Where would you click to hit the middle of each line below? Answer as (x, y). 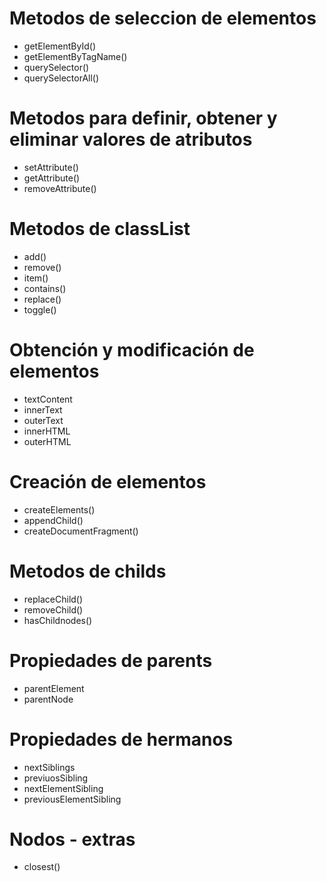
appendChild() (53, 520)
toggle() (40, 309)
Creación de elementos (108, 481)
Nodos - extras (72, 839)
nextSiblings (49, 767)
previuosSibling (56, 778)
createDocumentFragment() (81, 531)
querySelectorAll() (61, 78)
